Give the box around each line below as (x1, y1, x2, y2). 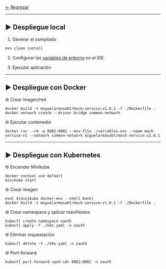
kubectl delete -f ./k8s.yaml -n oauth (5, 241, 87, 246)
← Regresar (5, 4, 29, 10)
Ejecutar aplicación (12, 64, 52, 70)
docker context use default (5, 174, 63, 179)
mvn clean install (5, 45, 43, 51)
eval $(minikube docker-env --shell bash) (5, 196, 94, 201)
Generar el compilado (12, 36, 57, 42)
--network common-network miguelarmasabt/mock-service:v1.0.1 (29, 133, 161, 138)
